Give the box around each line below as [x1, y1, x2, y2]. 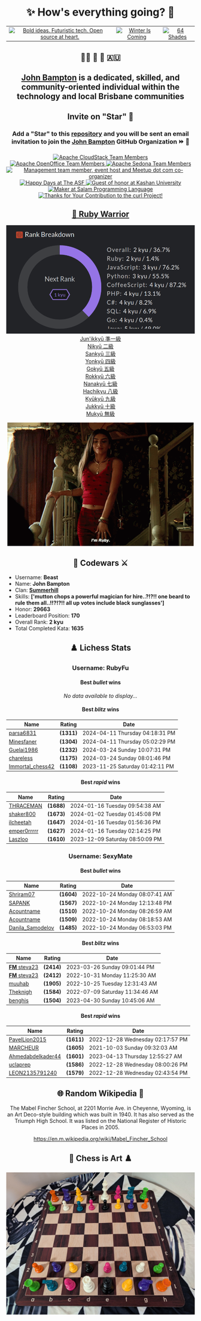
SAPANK [8, 899, 31, 906]
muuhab [8, 980, 29, 987]
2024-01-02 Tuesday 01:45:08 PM [70, 810, 161, 818]
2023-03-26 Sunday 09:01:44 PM [66, 963, 154, 970]
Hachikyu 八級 [83, 388, 118, 395]
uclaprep [8, 1061, 31, 1068]
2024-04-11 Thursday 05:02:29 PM [82, 738, 175, 745]
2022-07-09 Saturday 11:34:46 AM [66, 988, 159, 996]
